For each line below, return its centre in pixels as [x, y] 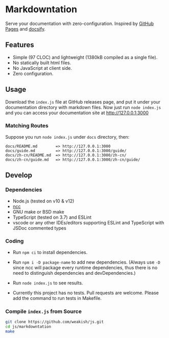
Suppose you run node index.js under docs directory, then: [67, 137]
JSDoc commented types [39, 228]
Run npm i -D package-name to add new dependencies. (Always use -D [87, 262]
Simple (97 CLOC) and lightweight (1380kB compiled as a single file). [85, 57]
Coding [15, 241]
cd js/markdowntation [28, 327]
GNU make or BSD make [39, 212]
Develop [19, 175]
